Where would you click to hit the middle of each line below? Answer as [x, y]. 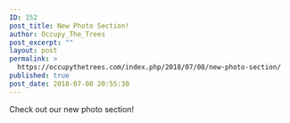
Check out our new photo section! [72, 109]
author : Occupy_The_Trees [57, 34]
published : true [39, 76]
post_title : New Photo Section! [69, 26]
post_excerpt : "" [41, 42]
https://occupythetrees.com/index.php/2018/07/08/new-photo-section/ [149, 68]
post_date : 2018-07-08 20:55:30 [69, 84]
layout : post [33, 51]
